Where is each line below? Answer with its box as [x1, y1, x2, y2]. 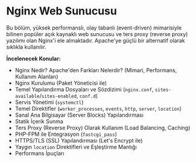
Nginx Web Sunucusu [6, 4, 118, 18]
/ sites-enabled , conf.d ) [39, 92, 98, 99]
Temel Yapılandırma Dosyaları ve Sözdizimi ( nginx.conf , [14, 85, 154, 93]
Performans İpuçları [14, 149, 65, 157]
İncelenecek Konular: [6, 55, 62, 62]
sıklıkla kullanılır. [6, 43, 46, 51]
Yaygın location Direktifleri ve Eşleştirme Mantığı [14, 143, 137, 150]
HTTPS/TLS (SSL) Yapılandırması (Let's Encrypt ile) [14, 137, 143, 144]
